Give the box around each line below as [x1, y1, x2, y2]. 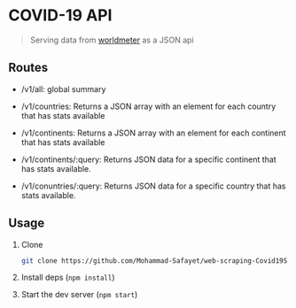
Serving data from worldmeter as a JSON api [29, 35, 194, 45]
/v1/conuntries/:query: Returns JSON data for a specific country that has [20, 181, 286, 191]
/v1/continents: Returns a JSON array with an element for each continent [20, 127, 286, 138]
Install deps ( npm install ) [20, 272, 116, 283]
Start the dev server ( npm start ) [20, 289, 138, 300]
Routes [8, 60, 49, 75]
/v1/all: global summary [20, 83, 106, 94]
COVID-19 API [8, 5, 113, 26]
